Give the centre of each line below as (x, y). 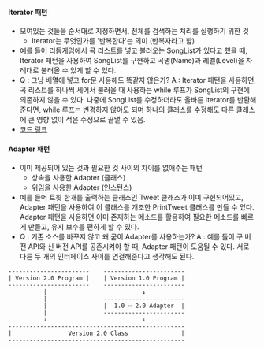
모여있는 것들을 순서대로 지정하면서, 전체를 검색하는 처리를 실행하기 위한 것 (134, 31)
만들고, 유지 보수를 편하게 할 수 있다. (84, 227)
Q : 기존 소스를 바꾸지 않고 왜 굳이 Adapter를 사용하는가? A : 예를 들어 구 (131, 237)
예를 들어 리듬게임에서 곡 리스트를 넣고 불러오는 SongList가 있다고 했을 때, (134, 50)
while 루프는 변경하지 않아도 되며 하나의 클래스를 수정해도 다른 (139, 110)
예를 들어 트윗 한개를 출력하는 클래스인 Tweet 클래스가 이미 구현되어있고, (132, 198)
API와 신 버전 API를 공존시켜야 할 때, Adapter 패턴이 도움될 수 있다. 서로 (139, 247)
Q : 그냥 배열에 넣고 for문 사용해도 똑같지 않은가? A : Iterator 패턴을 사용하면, (138, 80)
